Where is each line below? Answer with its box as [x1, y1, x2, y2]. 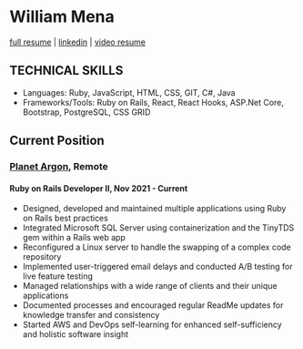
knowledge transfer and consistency [22, 310, 160, 321]
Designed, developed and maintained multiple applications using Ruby [22, 203, 287, 214]
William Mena [9, 6, 116, 27]
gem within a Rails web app [22, 232, 126, 243]
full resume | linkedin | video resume [9, 36, 146, 47]
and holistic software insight [22, 329, 129, 340]
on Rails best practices [22, 212, 109, 224]
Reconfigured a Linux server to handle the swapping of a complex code [22, 241, 291, 252]
